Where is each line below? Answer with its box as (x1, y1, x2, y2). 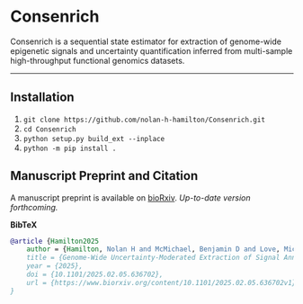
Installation (10, 90, 75, 105)
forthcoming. (10, 201, 58, 212)
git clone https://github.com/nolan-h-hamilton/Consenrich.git (22, 115, 266, 124)
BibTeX (10, 219, 38, 230)
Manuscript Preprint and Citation (10, 168, 199, 183)
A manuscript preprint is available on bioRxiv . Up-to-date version (10, 192, 251, 203)
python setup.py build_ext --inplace (22, 134, 165, 143)
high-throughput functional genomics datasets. (10, 55, 185, 66)
